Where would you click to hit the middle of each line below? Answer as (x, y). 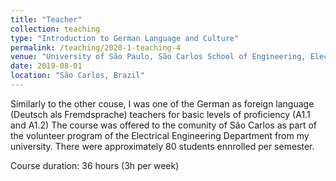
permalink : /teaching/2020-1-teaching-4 (96, 47)
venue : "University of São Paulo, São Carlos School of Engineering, (158, 57)
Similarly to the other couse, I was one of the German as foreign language (162, 103)
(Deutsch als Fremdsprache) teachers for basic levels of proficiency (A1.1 (160, 114)
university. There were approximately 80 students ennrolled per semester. (162, 146)
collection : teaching (55, 29)
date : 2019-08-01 (46, 66)
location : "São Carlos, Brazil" (77, 76)
